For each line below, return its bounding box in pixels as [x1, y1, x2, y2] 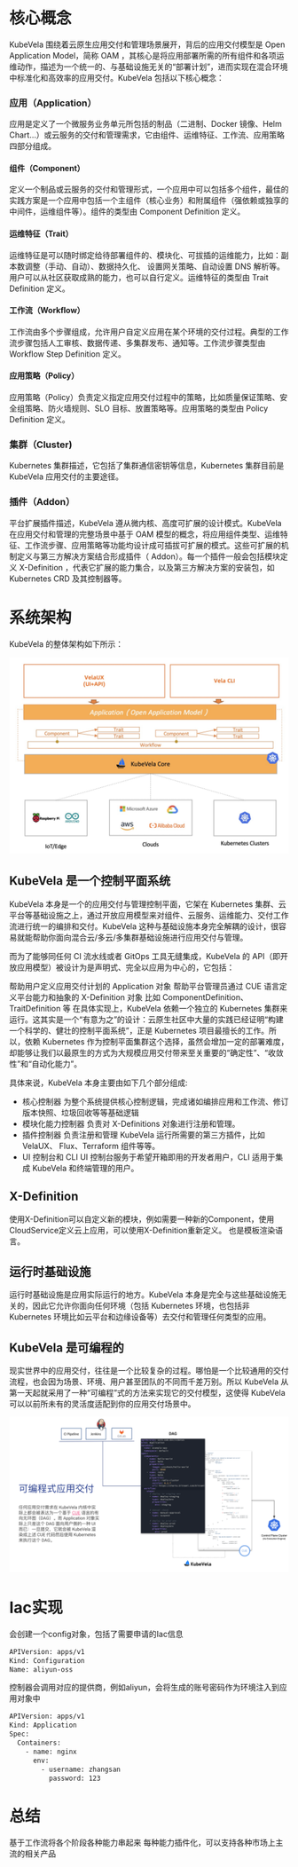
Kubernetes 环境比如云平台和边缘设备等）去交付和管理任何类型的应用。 [9, 1312, 271, 1322]
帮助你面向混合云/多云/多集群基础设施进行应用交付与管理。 [32, 932, 248, 942]
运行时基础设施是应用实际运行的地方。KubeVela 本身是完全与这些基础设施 [9, 1289, 279, 1300]
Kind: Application [9, 1721, 77, 1729]
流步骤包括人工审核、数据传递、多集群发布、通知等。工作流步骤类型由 [9, 337, 266, 348]
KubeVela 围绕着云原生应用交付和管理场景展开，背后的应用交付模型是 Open [9, 39, 286, 50]
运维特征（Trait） [9, 228, 74, 240]
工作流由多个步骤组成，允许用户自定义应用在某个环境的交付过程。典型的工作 [9, 326, 289, 337]
